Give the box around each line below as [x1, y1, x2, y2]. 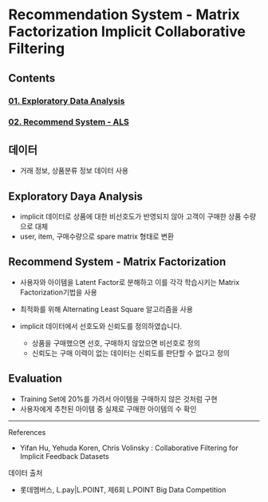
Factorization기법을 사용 [19, 287, 97, 297]
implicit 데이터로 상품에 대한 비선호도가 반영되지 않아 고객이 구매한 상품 [19, 211, 242, 221]
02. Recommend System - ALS [8, 117, 129, 128]
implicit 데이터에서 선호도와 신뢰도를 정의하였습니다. [19, 321, 183, 330]
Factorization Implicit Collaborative [8, 22, 246, 41]
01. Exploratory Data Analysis [8, 95, 125, 106]
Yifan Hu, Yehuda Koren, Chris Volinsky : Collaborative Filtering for [19, 443, 238, 453]
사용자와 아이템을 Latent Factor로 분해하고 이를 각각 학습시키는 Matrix [19, 277, 240, 287]
